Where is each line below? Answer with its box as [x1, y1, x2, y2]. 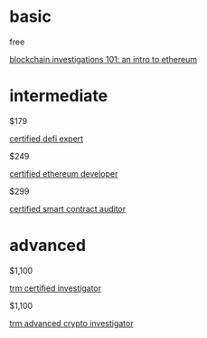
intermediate [9, 86, 108, 106]
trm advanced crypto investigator [9, 317, 134, 328]
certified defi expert [9, 133, 84, 144]
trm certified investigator [9, 283, 102, 294]
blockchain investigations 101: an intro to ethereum [9, 53, 198, 64]
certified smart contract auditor [9, 203, 127, 214]
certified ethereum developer [9, 168, 118, 179]
